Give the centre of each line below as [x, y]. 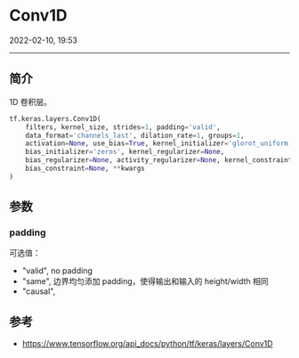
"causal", [39, 291]
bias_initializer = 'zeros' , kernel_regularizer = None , [125, 152]
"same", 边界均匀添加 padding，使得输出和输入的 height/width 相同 [145, 281]
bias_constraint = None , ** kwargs [85, 168]
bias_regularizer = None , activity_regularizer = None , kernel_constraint [159, 160]
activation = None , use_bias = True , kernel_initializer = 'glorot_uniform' [159, 143]
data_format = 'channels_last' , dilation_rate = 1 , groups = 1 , [135, 135]
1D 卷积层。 [30, 102]
